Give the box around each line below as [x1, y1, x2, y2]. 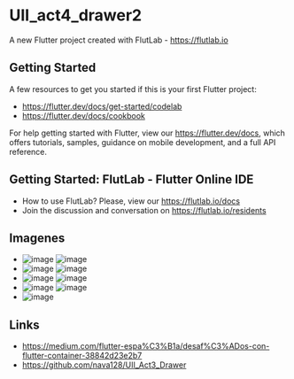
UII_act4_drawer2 [9, 5, 143, 26]
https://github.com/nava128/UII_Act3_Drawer [21, 360, 187, 370]
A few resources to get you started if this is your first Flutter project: [9, 83, 257, 94]
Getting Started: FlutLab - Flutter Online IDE [9, 172, 254, 187]
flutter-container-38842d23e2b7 [21, 351, 143, 361]
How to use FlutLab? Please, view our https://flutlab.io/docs [21, 196, 241, 206]
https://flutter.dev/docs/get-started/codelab [21, 101, 182, 112]
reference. [9, 146, 47, 157]
